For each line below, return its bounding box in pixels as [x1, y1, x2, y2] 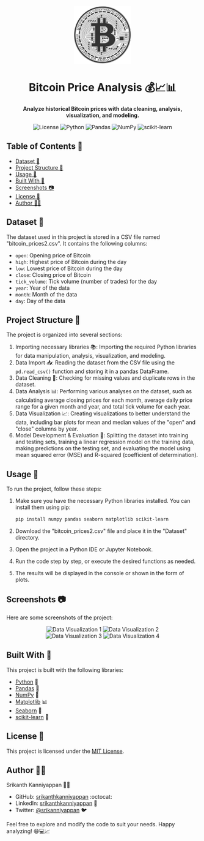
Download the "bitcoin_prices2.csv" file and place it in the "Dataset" [15, 527, 188, 535]
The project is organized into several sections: [6, 331, 123, 339]
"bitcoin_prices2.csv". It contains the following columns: [6, 239, 148, 247]
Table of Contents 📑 [6, 141, 83, 152]
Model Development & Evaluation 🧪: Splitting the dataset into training [15, 432, 189, 439]
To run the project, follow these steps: [6, 485, 102, 492]
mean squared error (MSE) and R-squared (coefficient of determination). [15, 451, 199, 459]
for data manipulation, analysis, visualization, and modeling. [15, 352, 166, 360]
